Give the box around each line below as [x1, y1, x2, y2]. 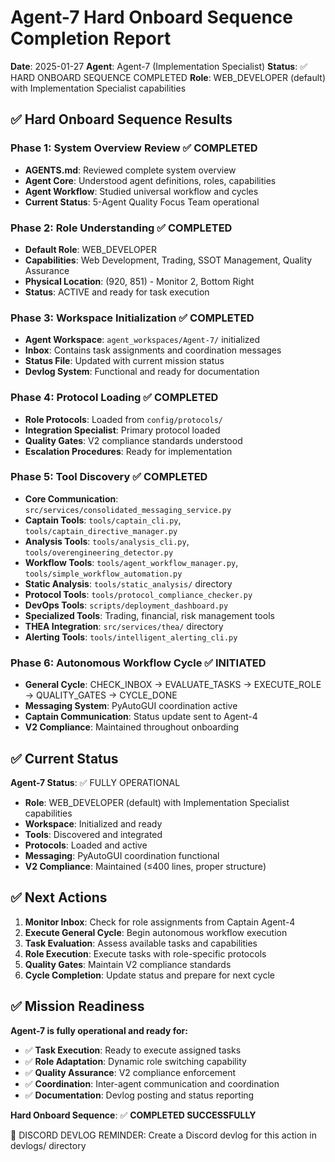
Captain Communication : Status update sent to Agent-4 [24, 711, 258, 723]
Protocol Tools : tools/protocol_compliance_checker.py [24, 588, 253, 600]
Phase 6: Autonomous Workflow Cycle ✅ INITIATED [10, 656, 267, 670]
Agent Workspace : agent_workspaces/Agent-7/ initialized [24, 334, 261, 346]
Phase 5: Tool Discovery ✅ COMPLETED [10, 470, 208, 484]
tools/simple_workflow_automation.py [24, 569, 183, 579]
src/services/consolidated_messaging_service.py [24, 505, 232, 515]
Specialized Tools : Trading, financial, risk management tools [24, 609, 275, 621]
